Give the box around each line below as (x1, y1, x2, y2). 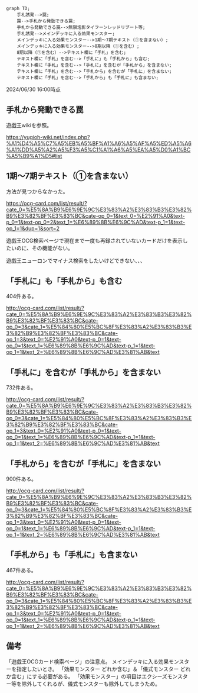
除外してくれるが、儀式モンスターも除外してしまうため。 (21, 680, 161, 687)
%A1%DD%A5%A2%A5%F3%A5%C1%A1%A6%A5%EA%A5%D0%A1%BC (6, 146, 191, 153)
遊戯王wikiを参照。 (6, 121, 52, 128)
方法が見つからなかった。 (6, 188, 68, 195)
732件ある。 (6, 384, 37, 391)
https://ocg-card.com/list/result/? (6, 199, 87, 207)
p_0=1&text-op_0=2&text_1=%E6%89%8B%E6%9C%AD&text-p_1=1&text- (6, 218, 186, 225)
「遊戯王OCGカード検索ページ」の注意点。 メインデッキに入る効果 (6, 657, 169, 665)
